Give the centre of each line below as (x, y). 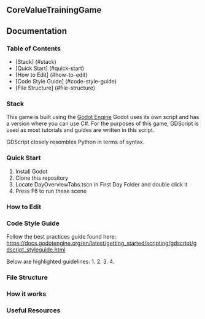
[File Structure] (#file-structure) (55, 88)
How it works (26, 294)
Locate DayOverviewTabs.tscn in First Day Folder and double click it (101, 184)
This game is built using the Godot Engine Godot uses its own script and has (103, 117)
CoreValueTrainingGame (54, 10)
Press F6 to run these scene (51, 191)
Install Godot (31, 171)
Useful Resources (33, 310)
